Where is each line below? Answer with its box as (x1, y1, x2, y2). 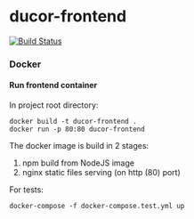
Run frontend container (9, 80, 98, 91)
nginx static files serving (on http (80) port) (21, 167, 181, 178)
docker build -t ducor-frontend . (9, 118, 138, 126)
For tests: (9, 184, 44, 195)
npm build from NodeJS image (21, 158, 135, 168)
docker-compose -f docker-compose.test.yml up (9, 202, 185, 211)
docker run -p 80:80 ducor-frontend (9, 125, 145, 134)
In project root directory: (9, 100, 99, 110)
